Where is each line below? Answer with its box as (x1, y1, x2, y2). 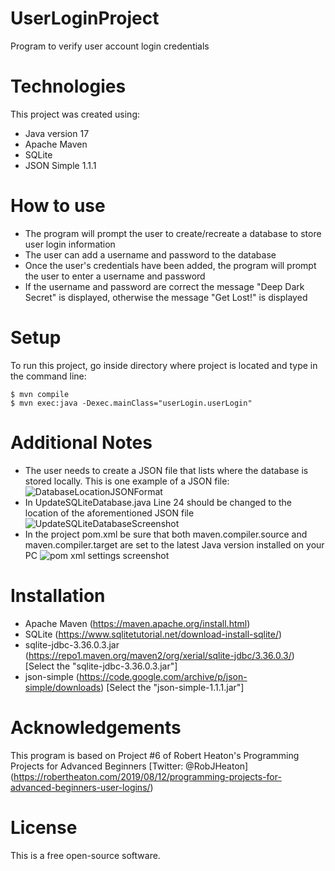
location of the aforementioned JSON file (24, 507, 195, 519)
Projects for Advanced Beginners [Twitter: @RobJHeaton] (10, 760, 249, 772)
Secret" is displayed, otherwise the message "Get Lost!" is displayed (24, 291, 308, 303)
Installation (10, 584, 106, 607)
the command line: (10, 370, 87, 382)
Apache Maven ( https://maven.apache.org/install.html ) (24, 617, 251, 629)
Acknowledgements (10, 716, 182, 739)
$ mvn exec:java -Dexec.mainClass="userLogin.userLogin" (10, 398, 253, 408)
